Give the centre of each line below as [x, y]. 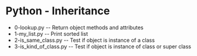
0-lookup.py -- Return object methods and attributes [79, 27]
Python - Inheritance [58, 11]
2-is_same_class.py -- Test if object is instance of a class [85, 40]
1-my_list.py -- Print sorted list [51, 33]
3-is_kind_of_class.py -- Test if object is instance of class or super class [103, 46]
